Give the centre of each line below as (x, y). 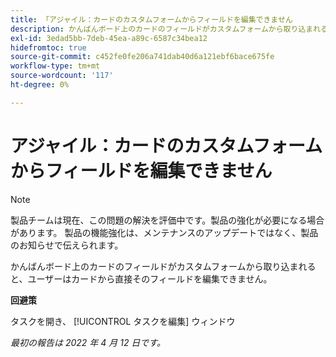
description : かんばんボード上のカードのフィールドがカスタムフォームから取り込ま (162, 29)
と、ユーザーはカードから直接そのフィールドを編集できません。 (141, 278)
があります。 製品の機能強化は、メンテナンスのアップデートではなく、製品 (164, 232)
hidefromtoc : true (48, 47)
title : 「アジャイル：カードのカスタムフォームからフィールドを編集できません (151, 19)
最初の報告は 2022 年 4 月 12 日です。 (88, 342)
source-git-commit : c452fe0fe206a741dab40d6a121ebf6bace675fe (142, 57)
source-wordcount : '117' (62, 76)
